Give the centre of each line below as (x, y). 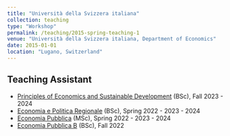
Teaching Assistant (49, 80)
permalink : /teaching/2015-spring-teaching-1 (73, 33)
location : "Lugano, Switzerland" (55, 52)
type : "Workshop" (32, 26)
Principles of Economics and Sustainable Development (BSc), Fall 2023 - (120, 96)
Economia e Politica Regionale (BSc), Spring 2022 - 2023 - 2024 (108, 111)
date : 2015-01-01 (32, 45)
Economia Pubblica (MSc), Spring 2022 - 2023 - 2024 (94, 118)
